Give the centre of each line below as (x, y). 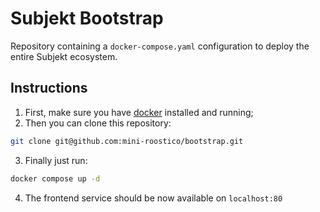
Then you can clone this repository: (98, 123)
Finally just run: (56, 160)
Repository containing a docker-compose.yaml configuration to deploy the (160, 46)
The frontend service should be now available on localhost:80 (153, 198)
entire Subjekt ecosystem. (64, 56)
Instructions (49, 88)
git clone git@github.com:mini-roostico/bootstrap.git (127, 141)
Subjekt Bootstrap (87, 18)
